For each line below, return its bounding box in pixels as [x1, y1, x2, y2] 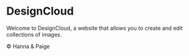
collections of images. [6, 30, 62, 38]
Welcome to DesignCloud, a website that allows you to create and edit [6, 24, 183, 32]
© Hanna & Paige [6, 43, 50, 50]
